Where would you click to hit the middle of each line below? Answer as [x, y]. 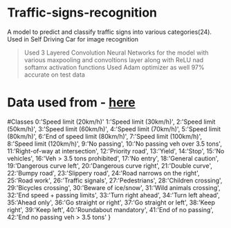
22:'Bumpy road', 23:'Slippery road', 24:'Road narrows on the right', [103, 173]
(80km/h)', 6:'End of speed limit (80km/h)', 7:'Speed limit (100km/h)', [105, 136]
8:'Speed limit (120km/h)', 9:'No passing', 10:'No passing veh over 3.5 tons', [115, 144]
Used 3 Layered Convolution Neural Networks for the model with [116, 53]
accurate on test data [54, 75]
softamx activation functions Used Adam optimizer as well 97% [114, 67]
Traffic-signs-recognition [82, 13]
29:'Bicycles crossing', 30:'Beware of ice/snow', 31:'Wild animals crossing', [114, 187]
